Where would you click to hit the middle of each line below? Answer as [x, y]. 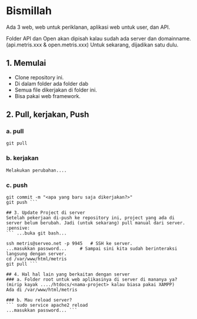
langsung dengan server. [36, 254]
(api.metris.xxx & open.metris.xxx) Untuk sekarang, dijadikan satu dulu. [92, 45]
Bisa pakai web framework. [48, 96]
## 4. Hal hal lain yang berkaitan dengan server [68, 274]
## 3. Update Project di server [46, 213]
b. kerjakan [23, 158]
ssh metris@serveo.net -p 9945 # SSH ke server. [69, 244]
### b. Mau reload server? [39, 300]
